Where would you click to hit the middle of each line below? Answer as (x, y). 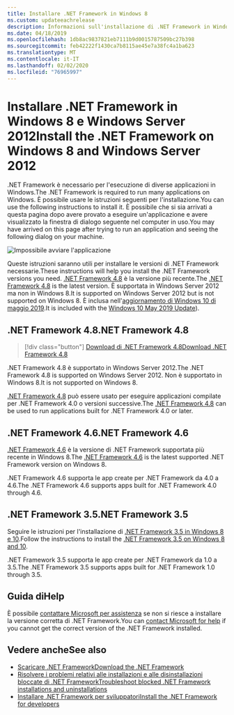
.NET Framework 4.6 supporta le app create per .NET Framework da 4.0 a (113, 478)
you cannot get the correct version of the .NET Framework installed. (105, 628)
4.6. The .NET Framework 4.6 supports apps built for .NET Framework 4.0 (112, 486)
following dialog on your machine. (56, 237)
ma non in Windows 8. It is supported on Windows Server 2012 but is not (111, 293)
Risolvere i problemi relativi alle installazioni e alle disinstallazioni (110, 674)
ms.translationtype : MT (42, 53)
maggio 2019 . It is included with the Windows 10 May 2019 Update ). (103, 308)
